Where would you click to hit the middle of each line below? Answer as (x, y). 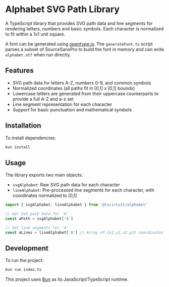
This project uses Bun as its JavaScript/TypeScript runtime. (67, 279)
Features (19, 71)
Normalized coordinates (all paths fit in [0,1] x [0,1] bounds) (74, 88)
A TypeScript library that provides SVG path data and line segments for (79, 23)
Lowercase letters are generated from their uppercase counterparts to (86, 93)
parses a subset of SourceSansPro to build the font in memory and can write (85, 49)
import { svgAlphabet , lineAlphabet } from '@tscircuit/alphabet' (76, 205)
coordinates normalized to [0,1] (45, 195)
